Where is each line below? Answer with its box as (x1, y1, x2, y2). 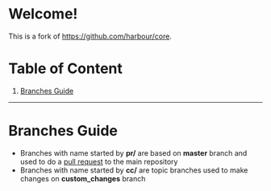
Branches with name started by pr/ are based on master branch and (19, 148, 248, 157)
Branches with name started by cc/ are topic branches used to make (19, 165, 248, 175)
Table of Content (8, 59, 123, 78)
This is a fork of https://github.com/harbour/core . (8, 31, 172, 41)
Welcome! (8, 5, 78, 23)
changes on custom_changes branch (19, 173, 146, 183)
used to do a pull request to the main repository (19, 156, 178, 166)
